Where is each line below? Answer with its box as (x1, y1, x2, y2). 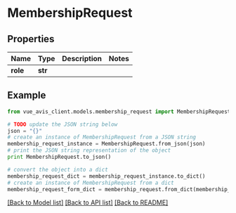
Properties (7, 33, 55, 45)
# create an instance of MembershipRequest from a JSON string (7, 134, 197, 141)
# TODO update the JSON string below (7, 121, 118, 128)
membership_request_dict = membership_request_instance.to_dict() (7, 172, 206, 180)
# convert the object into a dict (7, 166, 109, 173)
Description (62, 54, 102, 63)
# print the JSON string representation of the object (7, 147, 171, 154)
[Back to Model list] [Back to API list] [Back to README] (7, 198, 169, 207)
